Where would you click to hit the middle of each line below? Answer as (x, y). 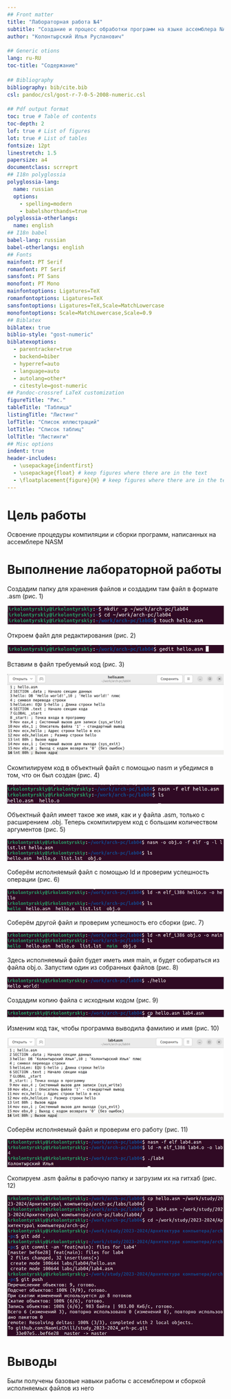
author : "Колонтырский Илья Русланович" (66, 37)
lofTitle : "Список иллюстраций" (53, 422)
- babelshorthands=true (54, 211)
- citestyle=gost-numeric (51, 386)
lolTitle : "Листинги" (38, 437)
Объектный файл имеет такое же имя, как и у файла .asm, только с (106, 815)
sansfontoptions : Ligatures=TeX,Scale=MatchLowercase (86, 306)
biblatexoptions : (32, 342)
